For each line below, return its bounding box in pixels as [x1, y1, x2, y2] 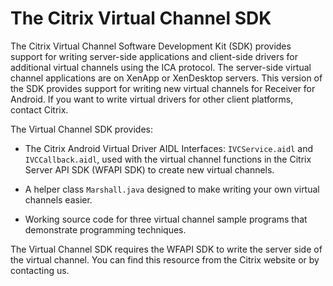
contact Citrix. [10, 103, 69, 116]
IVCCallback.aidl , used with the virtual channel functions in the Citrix [24, 153, 312, 165]
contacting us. [10, 264, 70, 276]
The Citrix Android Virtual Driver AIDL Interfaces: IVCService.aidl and [24, 142, 313, 154]
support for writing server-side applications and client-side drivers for [10, 50, 298, 62]
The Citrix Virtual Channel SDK [10, 7, 272, 30]
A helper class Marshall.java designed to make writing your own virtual [24, 183, 320, 195]
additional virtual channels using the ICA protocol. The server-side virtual [10, 61, 312, 73]
